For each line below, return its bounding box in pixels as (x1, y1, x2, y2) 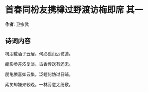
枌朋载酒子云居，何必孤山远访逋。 (5, 50, 73, 56)
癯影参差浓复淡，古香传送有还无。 (5, 61, 73, 67)
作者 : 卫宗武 (5, 21, 29, 27)
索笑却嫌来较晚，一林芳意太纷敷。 (5, 81, 73, 87)
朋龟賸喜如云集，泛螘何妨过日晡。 (5, 71, 73, 77)
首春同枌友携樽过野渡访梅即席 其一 (5, 4, 143, 15)
